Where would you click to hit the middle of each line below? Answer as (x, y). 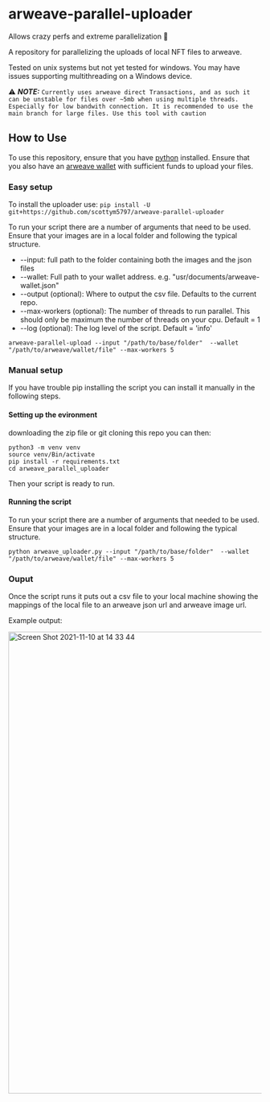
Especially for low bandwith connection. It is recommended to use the (131, 106)
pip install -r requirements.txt (64, 461)
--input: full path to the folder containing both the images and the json (135, 260)
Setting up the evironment (53, 415)
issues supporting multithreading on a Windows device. (100, 76)
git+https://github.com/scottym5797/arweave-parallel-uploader (117, 213)
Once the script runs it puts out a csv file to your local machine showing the (133, 596)
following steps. (35, 396)
